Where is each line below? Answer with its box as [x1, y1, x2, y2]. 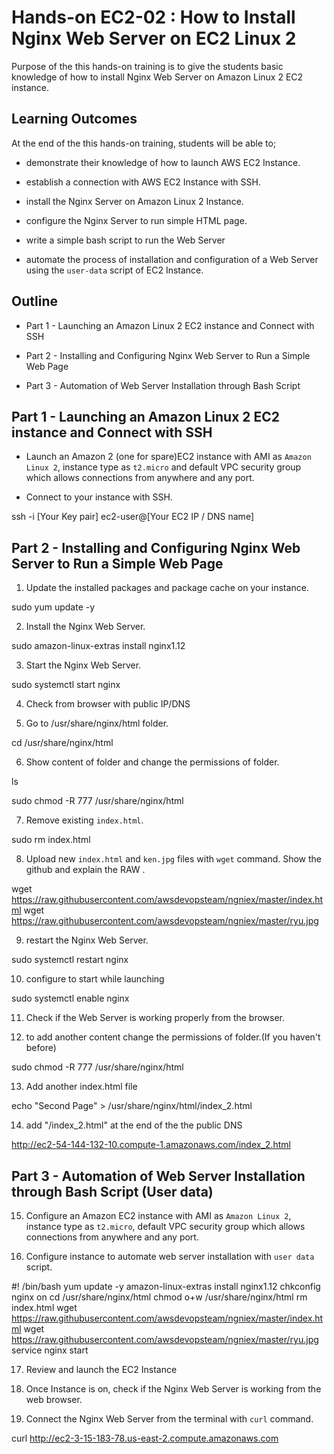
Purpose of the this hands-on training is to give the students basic [11, 60, 284, 72]
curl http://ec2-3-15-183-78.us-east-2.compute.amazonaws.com [11, 1432, 279, 1444]
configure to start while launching [25, 973, 165, 985]
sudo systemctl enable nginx [11, 992, 130, 1005]
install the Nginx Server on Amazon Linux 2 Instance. [25, 195, 244, 207]
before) [25, 1042, 57, 1054]
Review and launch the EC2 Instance [25, 1364, 178, 1375]
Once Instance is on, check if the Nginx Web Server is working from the [25, 1383, 322, 1395]
